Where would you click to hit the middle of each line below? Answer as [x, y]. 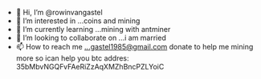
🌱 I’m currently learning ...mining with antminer [93, 29]
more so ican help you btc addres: [73, 58]
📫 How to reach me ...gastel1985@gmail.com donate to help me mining [135, 47]
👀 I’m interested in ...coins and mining [78, 21]
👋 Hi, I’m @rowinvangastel [59, 12]
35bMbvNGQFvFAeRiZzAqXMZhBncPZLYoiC [90, 67]
